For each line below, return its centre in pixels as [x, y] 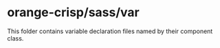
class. [15, 38]
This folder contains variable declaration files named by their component [110, 31]
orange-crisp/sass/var [73, 13]
